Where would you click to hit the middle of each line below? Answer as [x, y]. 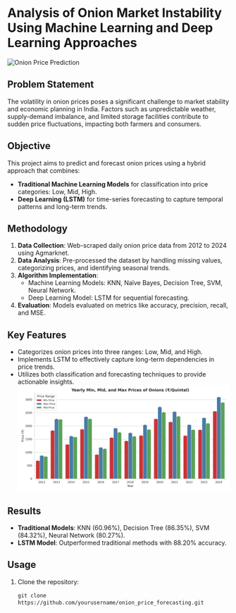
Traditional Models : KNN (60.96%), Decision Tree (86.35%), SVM [113, 528]
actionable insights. [46, 382]
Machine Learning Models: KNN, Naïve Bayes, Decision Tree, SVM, [125, 283]
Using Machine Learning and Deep [110, 28]
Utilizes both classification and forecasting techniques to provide [112, 374]
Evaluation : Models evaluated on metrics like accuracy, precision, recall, [123, 305]
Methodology [38, 228]
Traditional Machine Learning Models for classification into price [113, 184]
